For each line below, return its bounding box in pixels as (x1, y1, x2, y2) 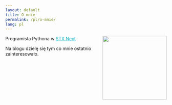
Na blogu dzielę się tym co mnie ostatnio (5, 45, 91, 51)
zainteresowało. (5, 51, 39, 57)
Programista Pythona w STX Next (5, 36, 76, 42)
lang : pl (5, 21, 24, 27)
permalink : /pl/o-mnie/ (5, 17, 56, 22)
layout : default (5, 7, 40, 13)
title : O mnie (5, 12, 36, 17)
